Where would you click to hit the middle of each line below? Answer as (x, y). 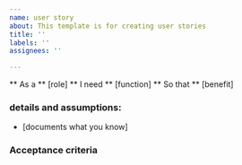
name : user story (42, 17)
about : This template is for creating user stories (108, 26)
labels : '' (30, 43)
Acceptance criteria (54, 151)
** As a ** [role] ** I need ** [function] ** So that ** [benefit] (121, 84)
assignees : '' (36, 51)
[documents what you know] (75, 127)
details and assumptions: (65, 108)
